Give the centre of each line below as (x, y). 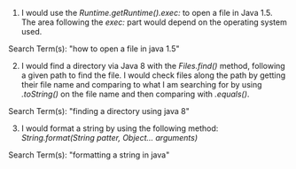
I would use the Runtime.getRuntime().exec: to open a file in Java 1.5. (147, 13)
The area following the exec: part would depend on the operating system (154, 22)
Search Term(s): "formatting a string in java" (89, 155)
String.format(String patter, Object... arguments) (109, 138)
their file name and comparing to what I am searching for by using (141, 84)
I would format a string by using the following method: (120, 128)
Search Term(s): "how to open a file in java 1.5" (94, 49)
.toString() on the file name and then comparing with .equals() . (135, 94)
